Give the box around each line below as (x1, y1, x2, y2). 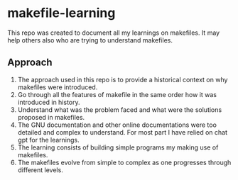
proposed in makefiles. (17, 113, 85, 121)
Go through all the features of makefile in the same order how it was (17, 90, 217, 99)
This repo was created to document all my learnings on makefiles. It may (7, 28, 220, 37)
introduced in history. (17, 98, 80, 106)
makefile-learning (7, 5, 116, 21)
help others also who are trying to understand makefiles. (7, 35, 173, 44)
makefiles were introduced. (17, 83, 98, 91)
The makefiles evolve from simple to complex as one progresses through (17, 158, 232, 167)
